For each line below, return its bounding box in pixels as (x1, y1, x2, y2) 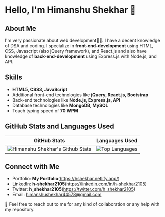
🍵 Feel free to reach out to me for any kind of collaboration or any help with (5, 201, 160, 207)
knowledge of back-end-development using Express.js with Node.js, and (5, 53, 157, 59)
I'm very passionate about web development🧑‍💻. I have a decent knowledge (5, 37, 160, 43)
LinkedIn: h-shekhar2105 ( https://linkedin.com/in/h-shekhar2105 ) (12, 181, 147, 187)
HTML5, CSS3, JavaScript (12, 86, 67, 92)
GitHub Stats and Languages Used (5, 122, 114, 131)
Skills (5, 73, 22, 82)
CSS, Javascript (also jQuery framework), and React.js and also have (5, 48, 147, 54)
